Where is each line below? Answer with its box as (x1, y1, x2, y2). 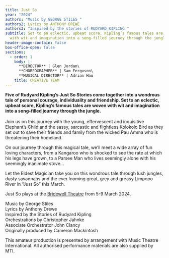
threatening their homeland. (5, 134, 63, 140)
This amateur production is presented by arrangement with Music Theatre (5, 237, 158, 243)
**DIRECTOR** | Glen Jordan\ (18, 64, 80, 69)
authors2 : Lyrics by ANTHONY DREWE (5, 21, 80, 27)
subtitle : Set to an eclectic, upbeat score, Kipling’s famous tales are (5, 31, 163, 36)
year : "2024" (5, 12, 33, 17)
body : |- (14, 59, 33, 64)
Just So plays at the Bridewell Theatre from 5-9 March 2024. (5, 190, 131, 197)
